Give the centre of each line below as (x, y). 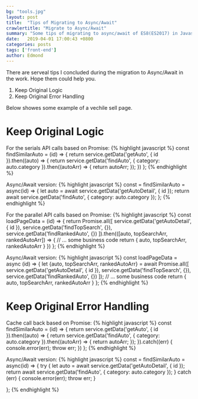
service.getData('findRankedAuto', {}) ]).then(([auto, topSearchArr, (87, 233)
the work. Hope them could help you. (51, 79)
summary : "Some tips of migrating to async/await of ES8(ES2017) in (92, 34)
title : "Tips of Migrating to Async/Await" (62, 22)
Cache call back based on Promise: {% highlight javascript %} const (89, 323)
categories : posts (29, 45)
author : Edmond (25, 55)
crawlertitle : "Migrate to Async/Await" (57, 28)
